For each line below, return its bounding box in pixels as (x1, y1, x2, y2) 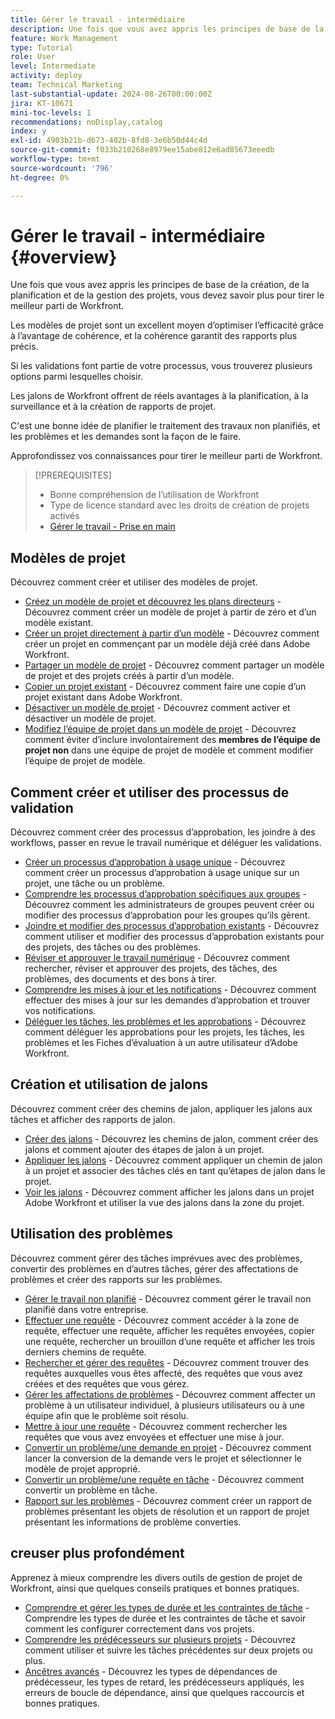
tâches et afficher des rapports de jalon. (10, 1113, 176, 1125)
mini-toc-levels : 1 (10, 107, 92, 118)
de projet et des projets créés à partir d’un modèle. (24, 670, 235, 682)
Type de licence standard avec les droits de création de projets (49, 499, 310, 511)
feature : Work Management (10, 33, 118, 43)
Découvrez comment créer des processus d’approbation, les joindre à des (10, 826, 316, 838)
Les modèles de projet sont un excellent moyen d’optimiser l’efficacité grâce (10, 319, 324, 331)
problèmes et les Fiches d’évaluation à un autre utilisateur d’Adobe (24, 1037, 298, 1049)
